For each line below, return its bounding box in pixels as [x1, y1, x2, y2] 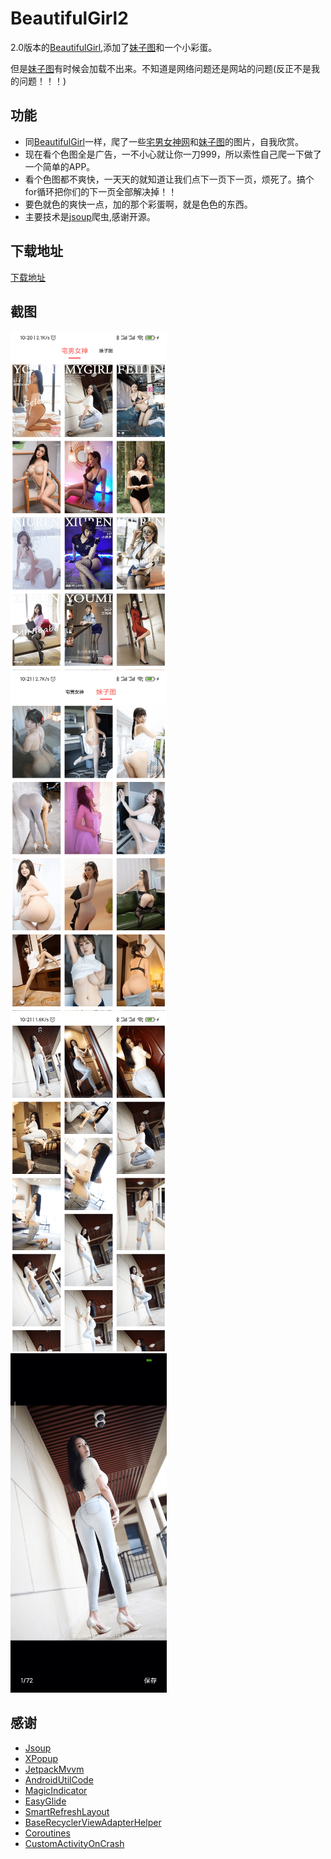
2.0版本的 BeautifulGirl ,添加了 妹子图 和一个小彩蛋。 [10, 41, 218, 53]
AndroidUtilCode [24, 1773, 94, 1786]
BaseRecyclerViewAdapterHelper [24, 1816, 162, 1828]
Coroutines [24, 1827, 71, 1839]
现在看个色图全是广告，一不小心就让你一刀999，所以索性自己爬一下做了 [24, 148, 322, 160]
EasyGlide [24, 1795, 67, 1807]
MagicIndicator [24, 1784, 88, 1796]
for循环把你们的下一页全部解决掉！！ [24, 185, 178, 197]
